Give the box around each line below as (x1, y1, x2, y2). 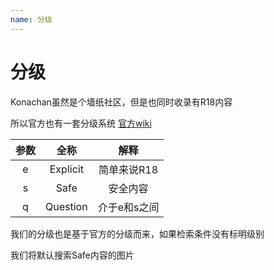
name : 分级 (10, 14, 53, 25)
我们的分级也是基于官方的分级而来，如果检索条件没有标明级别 (10, 227, 265, 240)
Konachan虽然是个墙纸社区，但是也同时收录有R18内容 (10, 96, 233, 108)
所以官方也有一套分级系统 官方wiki (10, 117, 152, 129)
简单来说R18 (98, 162, 159, 176)
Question (45, 199, 88, 213)
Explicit (49, 162, 84, 176)
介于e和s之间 (97, 200, 160, 214)
